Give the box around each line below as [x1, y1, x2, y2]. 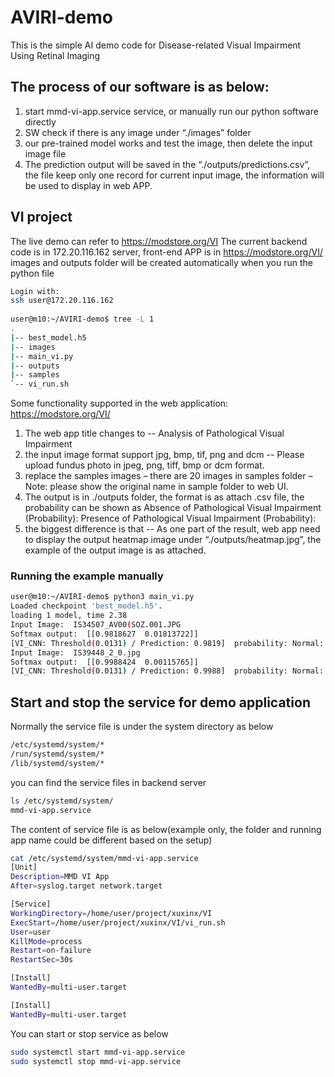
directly [24, 116, 57, 128]
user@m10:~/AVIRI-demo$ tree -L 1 [10, 314, 155, 325]
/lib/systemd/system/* [10, 758, 105, 768]
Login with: [10, 286, 60, 296]
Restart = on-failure [10, 946, 92, 956]
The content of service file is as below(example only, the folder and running [10, 823, 322, 835]
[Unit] [10, 862, 38, 873]
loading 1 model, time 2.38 [10, 611, 128, 621]
